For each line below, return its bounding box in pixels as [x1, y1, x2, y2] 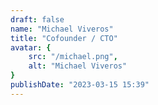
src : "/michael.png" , [28, 52, 118, 62]
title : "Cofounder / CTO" [10, 33, 118, 43]
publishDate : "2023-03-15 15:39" [10, 80, 150, 90]
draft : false [10, 14, 65, 25]
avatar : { [10, 42, 52, 53]
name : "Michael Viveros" [10, 24, 114, 34]
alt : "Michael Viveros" [28, 61, 128, 71]
